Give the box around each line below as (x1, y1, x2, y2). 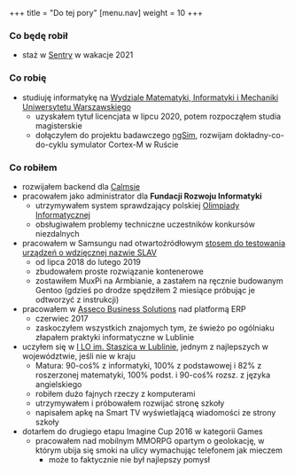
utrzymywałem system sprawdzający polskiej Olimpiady (35, 199, 240, 211)
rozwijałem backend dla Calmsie (21, 181, 140, 191)
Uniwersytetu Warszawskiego (21, 101, 131, 112)
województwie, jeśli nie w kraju (21, 350, 136, 361)
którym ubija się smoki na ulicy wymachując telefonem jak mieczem (35, 445, 283, 455)
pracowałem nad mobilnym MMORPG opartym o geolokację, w (35, 435, 265, 446)
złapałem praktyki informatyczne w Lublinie (35, 331, 195, 342)
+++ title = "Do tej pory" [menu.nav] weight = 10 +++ (9, 8, 204, 18)
